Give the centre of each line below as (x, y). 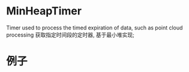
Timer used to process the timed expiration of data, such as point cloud (94, 28)
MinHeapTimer (44, 11)
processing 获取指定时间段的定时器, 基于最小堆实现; (70, 35)
